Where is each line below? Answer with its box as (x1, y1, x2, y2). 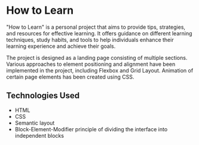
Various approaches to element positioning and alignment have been (6, 61, 176, 68)
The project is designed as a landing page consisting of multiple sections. (6, 54, 188, 61)
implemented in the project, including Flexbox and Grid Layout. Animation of (6, 67, 194, 74)
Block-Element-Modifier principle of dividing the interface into (14, 125, 168, 132)
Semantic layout (14, 119, 55, 126)
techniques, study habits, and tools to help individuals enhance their (6, 36, 174, 43)
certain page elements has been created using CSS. (6, 73, 134, 80)
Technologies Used (6, 90, 79, 101)
